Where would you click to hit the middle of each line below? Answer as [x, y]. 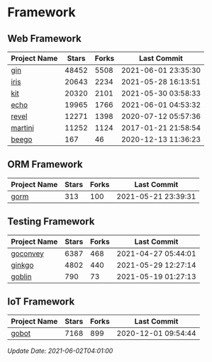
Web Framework [44, 39]
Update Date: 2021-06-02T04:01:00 [60, 351]
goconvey [28, 254]
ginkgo [22, 265]
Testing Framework [51, 221]
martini [22, 128]
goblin [21, 276]
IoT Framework [41, 302]
